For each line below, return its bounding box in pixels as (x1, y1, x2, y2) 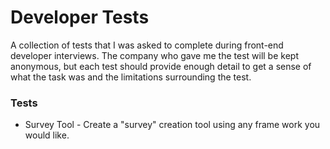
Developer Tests (10, 6, 150, 29)
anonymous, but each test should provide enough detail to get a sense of (10, 60, 312, 72)
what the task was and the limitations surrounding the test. (10, 71, 252, 83)
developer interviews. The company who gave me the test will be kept (10, 49, 299, 61)
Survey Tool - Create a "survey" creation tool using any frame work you (24, 119, 321, 131)
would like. (24, 129, 70, 141)
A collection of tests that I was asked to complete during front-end (10, 39, 284, 51)
